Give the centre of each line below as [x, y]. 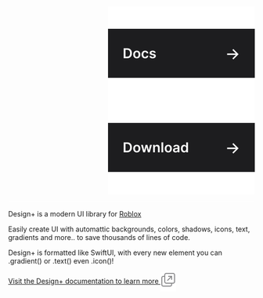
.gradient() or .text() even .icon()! [61, 261]
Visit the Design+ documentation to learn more [83, 281]
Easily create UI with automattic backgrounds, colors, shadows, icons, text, [129, 229]
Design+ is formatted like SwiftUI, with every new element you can [115, 253]
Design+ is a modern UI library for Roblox [75, 214]
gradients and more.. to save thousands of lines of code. [99, 237]
